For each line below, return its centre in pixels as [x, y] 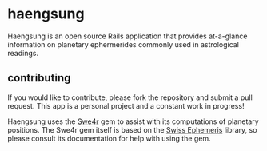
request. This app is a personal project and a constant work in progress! [126, 105]
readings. [23, 53]
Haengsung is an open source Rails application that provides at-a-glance [128, 36]
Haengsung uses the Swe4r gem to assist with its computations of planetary [133, 121]
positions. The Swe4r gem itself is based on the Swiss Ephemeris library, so [132, 129]
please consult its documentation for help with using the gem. [109, 138]
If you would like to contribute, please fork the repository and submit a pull [130, 97]
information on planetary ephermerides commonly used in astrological [123, 44]
